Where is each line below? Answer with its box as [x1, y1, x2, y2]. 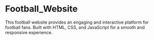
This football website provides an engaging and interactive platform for [5, 19, 149, 25]
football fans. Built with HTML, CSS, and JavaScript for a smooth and [5, 24, 145, 30]
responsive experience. [5, 29, 53, 35]
